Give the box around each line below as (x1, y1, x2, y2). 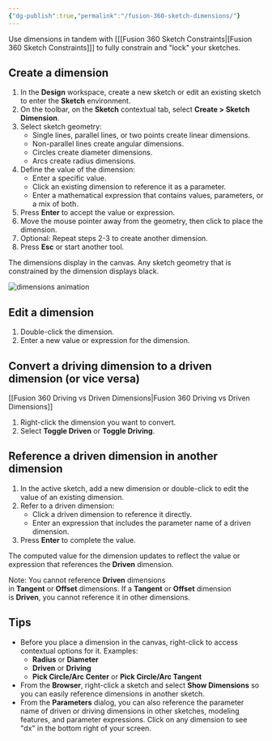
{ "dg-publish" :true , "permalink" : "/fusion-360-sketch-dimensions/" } (8, 11, 241, 20)
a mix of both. (32, 199, 79, 209)
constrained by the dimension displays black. (8, 266, 159, 276)
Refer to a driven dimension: (19, 501, 115, 510)
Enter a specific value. (32, 173, 107, 183)
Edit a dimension (8, 305, 95, 320)
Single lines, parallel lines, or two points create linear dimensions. (32, 130, 251, 140)
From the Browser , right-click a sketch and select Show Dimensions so (19, 680, 260, 690)
